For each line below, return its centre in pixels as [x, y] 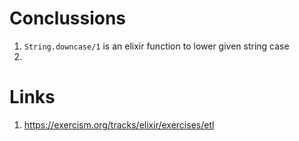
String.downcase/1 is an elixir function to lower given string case [156, 46]
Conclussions [68, 18]
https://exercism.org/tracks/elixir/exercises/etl [119, 124]
